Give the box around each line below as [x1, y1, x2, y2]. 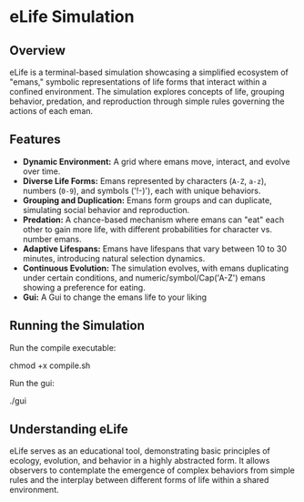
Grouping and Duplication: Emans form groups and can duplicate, [22, 194, 272, 206]
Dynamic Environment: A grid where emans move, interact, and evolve [22, 156, 290, 167]
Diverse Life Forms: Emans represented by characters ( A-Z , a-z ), [22, 175, 267, 186]
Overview [9, 43, 66, 58]
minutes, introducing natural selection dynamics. [22, 252, 206, 263]
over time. [22, 166, 61, 177]
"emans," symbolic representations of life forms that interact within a [9, 77, 267, 87]
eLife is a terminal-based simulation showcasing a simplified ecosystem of [9, 67, 289, 77]
